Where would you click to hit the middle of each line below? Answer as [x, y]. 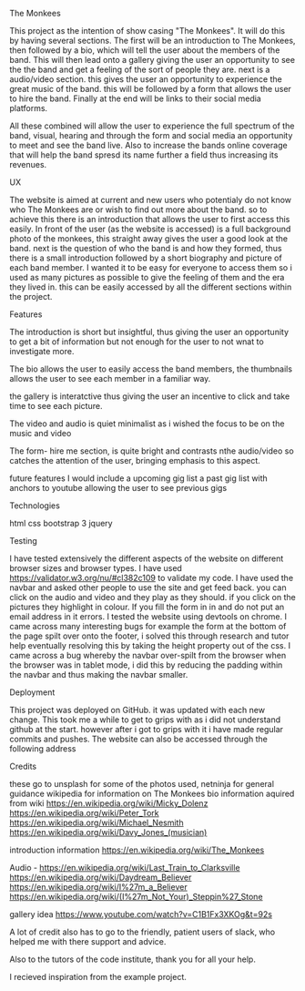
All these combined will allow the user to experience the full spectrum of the [152, 126]
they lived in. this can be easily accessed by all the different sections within [151, 287]
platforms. [29, 108]
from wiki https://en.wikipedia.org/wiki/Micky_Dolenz [109, 803]
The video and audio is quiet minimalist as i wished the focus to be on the [147, 424]
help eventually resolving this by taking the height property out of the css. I [150, 645]
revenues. [28, 164]
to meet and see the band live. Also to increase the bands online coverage [149, 145]
